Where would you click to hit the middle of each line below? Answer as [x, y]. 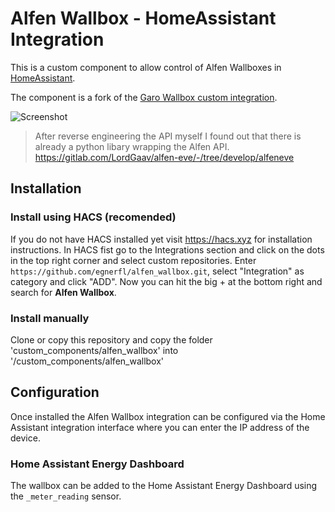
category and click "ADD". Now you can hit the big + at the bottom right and [166, 281]
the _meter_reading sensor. [66, 496]
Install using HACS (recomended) [93, 217]
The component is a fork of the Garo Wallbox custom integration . [144, 97]
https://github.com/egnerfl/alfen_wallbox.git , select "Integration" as [157, 271]
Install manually [50, 318]
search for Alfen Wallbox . [63, 292]
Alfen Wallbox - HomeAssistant [143, 18]
